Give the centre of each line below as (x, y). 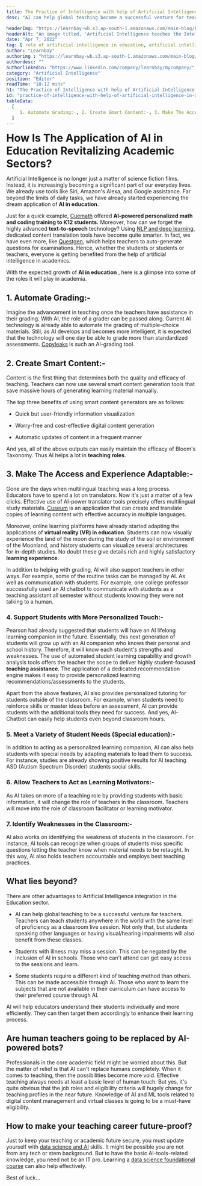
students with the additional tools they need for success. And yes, (88, 713)
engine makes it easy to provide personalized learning (73, 675)
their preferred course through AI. (57, 995)
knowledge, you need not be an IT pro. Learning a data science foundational (101, 1159)
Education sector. (28, 902)
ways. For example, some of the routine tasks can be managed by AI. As (96, 576)
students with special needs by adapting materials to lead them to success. (99, 754)
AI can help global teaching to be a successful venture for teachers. (99, 914)
